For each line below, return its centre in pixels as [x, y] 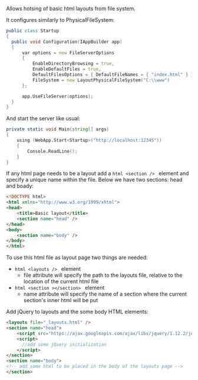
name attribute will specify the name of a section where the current [105, 294]
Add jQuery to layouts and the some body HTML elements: [77, 312]
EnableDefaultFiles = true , [67, 69]
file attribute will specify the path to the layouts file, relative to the [103, 275]
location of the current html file [61, 281]
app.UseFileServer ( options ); [57, 96]
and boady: [20, 186]
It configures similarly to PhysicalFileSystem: [60, 20]
